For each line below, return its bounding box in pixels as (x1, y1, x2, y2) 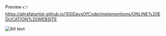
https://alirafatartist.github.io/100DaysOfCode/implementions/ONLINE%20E (5, 11, 161, 17)
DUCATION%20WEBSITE (5, 16, 57, 22)
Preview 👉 (5, 4, 28, 10)
